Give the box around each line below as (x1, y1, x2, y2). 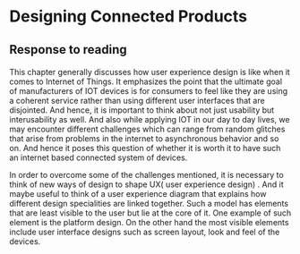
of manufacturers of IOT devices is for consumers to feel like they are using (9, 86, 288, 97)
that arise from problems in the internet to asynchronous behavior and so (9, 133, 279, 144)
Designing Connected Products (9, 6, 248, 27)
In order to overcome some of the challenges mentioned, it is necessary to (9, 170, 284, 181)
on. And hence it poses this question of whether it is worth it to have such (9, 143, 281, 154)
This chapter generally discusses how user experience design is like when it (9, 67, 291, 78)
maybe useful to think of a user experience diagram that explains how (9, 189, 267, 199)
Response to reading (9, 42, 127, 57)
